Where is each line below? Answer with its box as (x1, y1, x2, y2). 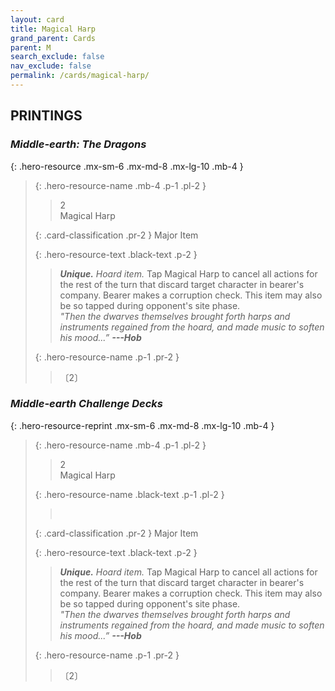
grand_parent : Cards (10, 33, 97, 43)
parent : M (10, 42, 52, 53)
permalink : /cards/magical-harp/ (10, 71, 150, 81)
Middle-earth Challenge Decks (10, 397, 164, 411)
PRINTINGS (10, 107, 83, 125)
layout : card (10, 14, 65, 25)
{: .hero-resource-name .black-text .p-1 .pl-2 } (34, 488, 225, 500)
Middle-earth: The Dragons (10, 137, 147, 151)
